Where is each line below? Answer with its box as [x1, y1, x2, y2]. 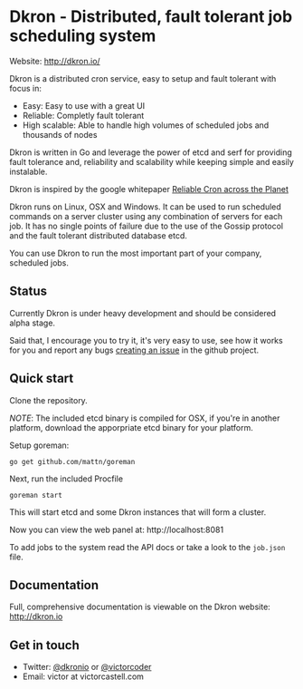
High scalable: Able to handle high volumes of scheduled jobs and [22, 120, 270, 131]
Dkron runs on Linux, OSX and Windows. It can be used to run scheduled [9, 201, 282, 212]
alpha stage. [9, 317, 56, 328]
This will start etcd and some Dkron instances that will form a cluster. [9, 506, 267, 518]
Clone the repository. [9, 394, 88, 405]
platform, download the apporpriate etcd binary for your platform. [9, 422, 253, 432]
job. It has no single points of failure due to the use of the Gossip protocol [9, 220, 284, 231]
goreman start [9, 490, 63, 500]
